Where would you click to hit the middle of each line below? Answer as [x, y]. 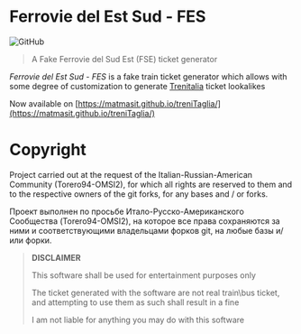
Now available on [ [44, 103]
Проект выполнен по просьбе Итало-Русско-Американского [127, 211]
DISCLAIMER [56, 257]
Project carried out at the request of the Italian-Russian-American [131, 174]
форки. [39, 240]
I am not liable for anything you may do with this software [138, 320]
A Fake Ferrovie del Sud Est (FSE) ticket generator [124, 59]
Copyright [48, 150]
